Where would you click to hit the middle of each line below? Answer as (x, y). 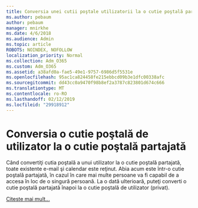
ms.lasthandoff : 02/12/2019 (41, 99)
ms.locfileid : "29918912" (38, 105)
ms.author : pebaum (29, 17)
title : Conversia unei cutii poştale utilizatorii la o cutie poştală (95, 11)
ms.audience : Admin (30, 39)
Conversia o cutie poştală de (77, 134)
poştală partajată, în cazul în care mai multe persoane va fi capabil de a (93, 175)
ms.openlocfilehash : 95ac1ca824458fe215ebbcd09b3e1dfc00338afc (85, 77)
